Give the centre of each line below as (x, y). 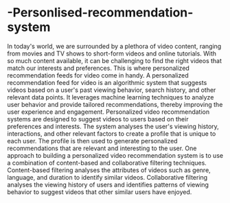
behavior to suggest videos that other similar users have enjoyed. (100, 192)
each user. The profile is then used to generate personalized (92, 141)
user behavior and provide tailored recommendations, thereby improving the (115, 104)
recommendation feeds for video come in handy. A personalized (98, 75)
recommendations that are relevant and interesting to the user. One (102, 148)
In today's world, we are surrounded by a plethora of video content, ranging (114, 46)
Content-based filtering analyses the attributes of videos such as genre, (109, 170)
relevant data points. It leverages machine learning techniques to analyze (111, 97)
